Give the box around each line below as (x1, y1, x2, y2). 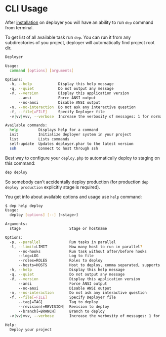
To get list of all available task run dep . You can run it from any (5, 34, 131, 40)
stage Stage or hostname (9, 226, 107, 231)
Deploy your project (9, 327, 52, 332)
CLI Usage (5, 3, 48, 14)
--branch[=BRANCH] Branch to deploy (18, 309, 105, 314)
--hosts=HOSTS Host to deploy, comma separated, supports (18, 263, 161, 268)
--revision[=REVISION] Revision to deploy (18, 304, 110, 309)
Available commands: (5, 123, 48, 128)
